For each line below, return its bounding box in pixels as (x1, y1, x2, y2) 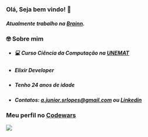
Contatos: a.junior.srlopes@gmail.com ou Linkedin (14, 96, 142, 103)
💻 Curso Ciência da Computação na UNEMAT (14, 49, 130, 56)
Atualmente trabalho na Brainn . (6, 20, 85, 27)
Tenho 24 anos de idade (14, 82, 75, 89)
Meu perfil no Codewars (6, 111, 76, 119)
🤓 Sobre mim (6, 35, 44, 43)
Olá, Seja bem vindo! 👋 (6, 5, 71, 14)
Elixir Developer (14, 66, 54, 73)
